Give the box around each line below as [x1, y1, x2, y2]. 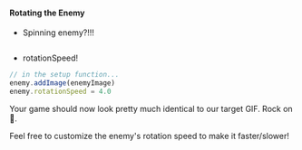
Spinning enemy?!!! [22, 27, 95, 38]
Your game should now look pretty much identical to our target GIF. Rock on [9, 103, 293, 114]
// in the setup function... [9, 70, 120, 80]
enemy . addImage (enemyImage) [9, 79, 116, 88]
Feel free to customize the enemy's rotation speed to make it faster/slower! [9, 130, 290, 141]
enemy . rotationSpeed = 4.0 [9, 87, 112, 96]
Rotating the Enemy [9, 7, 85, 18]
